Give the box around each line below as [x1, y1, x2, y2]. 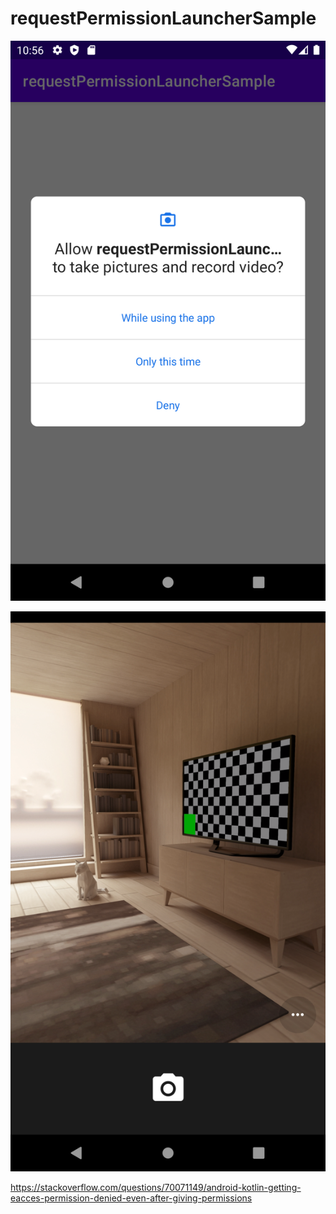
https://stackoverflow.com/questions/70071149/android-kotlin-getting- [10, 1181, 302, 1193]
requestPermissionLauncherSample [10, 7, 317, 30]
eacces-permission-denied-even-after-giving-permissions [10, 1192, 253, 1204]
